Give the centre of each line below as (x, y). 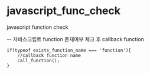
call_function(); (39, 60)
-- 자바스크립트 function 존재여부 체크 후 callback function (75, 39)
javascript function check (37, 27)
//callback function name (49, 55)
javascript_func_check (63, 11)
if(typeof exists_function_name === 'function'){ (69, 50)
